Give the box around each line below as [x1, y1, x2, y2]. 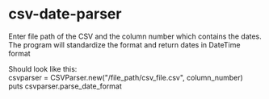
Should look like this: [8, 64, 78, 73]
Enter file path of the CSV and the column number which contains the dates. [8, 31, 263, 41]
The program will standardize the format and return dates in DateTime [8, 39, 241, 49]
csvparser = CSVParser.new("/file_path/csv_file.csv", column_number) [8, 72, 244, 82]
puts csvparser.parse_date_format [8, 81, 123, 91]
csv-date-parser [8, 5, 122, 23]
